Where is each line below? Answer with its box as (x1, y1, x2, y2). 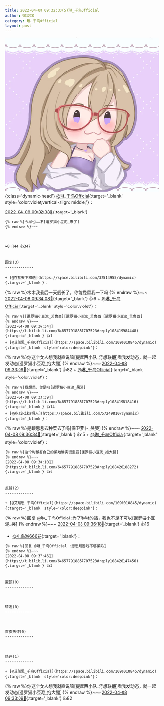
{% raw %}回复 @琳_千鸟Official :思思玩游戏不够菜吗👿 (5, 544, 106, 549)
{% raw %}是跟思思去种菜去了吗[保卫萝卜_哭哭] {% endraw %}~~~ (5, 425, 140, 431)
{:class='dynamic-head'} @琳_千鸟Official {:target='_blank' (5, 193, 123, 199)
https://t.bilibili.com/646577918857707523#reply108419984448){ (5, 329, 139, 334)
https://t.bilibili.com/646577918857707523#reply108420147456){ (5, 559, 139, 564)
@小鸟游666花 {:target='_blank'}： (12, 533, 82, 539)
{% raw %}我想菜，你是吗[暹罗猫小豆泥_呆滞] (5, 385, 86, 390)
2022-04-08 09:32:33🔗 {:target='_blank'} (5, 209, 88, 215)
